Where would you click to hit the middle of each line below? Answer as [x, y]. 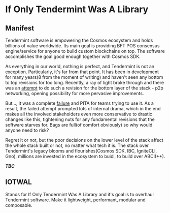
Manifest [20, 28]
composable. [19, 205]
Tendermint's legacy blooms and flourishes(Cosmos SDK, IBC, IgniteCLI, [81, 151]
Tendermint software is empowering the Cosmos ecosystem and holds [79, 40]
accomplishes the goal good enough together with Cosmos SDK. [73, 56]
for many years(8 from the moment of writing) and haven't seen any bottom [84, 77]
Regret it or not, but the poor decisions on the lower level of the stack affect [84, 140]
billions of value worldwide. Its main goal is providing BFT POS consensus [82, 46]
